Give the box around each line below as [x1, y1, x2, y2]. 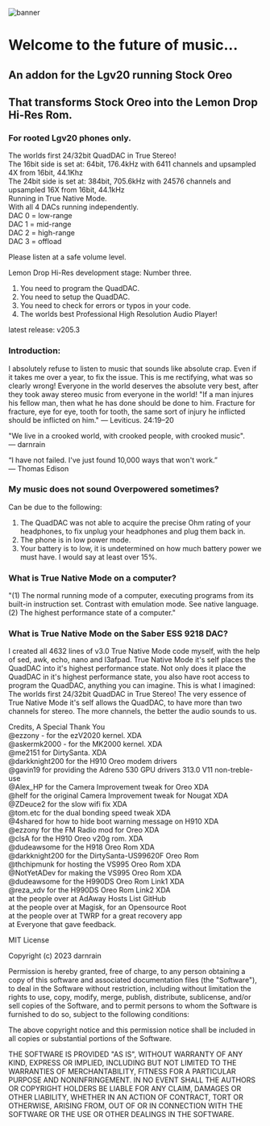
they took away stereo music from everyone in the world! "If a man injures [8, 389, 254, 399]
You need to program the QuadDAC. [19, 284, 140, 293]
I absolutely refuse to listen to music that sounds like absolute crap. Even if [8, 364, 257, 373]
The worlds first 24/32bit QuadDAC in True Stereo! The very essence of [8, 690, 247, 699]
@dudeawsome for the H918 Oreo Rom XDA [8, 842, 155, 852]
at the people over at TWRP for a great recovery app [8, 911, 183, 921]
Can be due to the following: [8, 502, 102, 512]
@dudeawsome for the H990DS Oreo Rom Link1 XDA [8, 877, 185, 887]
